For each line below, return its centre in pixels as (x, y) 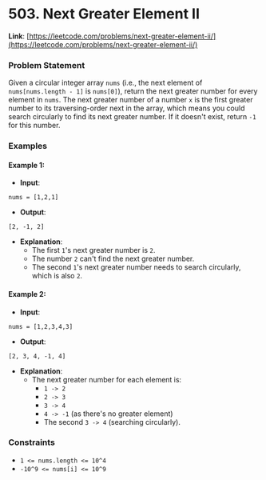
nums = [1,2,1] (34, 198)
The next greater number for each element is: (107, 379)
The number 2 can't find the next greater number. (113, 259)
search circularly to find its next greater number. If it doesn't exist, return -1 (133, 117)
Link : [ (19, 36)
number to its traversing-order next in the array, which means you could (127, 108)
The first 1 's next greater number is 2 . (93, 250)
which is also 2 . (57, 276)
